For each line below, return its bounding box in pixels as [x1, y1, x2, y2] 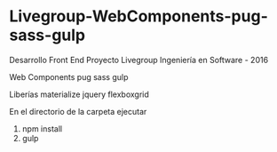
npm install [21, 123, 63, 134]
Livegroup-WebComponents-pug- [9, 6, 268, 27]
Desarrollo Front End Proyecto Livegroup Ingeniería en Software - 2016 [9, 54, 269, 65]
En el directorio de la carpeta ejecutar [9, 106, 147, 116]
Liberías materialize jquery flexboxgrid [9, 89, 149, 100]
